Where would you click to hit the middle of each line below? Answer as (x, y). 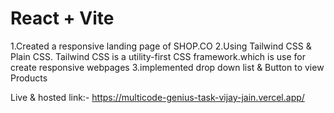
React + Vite (62, 18)
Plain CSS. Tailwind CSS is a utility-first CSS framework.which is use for (158, 56)
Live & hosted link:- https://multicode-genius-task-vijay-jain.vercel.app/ (157, 97)
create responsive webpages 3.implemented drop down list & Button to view (167, 67)
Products (29, 78)
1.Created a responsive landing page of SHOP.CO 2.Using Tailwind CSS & (161, 46)
